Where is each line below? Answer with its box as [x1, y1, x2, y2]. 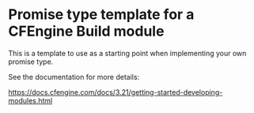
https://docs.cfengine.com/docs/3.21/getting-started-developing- [8, 87, 223, 96]
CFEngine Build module [8, 22, 165, 40]
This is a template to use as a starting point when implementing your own [8, 48, 247, 58]
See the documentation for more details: [8, 72, 140, 81]
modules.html [8, 96, 53, 105]
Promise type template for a [8, 6, 195, 24]
